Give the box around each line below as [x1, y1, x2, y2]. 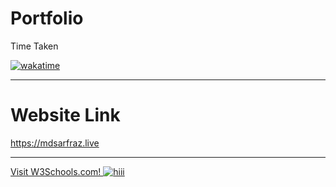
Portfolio [10, 7, 84, 30]
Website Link [10, 104, 121, 127]
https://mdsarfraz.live [10, 137, 100, 149]
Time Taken [10, 40, 59, 52]
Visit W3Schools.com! [10, 165, 102, 177]
